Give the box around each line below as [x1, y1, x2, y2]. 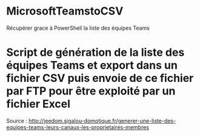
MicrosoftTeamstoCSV [6, 4, 124, 18]
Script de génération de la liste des [6, 45, 185, 59]
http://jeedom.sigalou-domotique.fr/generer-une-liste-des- [28, 117, 176, 124]
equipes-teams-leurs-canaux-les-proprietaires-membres [6, 123, 150, 131]
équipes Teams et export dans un [6, 59, 178, 72]
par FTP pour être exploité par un [6, 84, 176, 98]
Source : [6, 117, 27, 124]
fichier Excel [6, 97, 71, 111]
